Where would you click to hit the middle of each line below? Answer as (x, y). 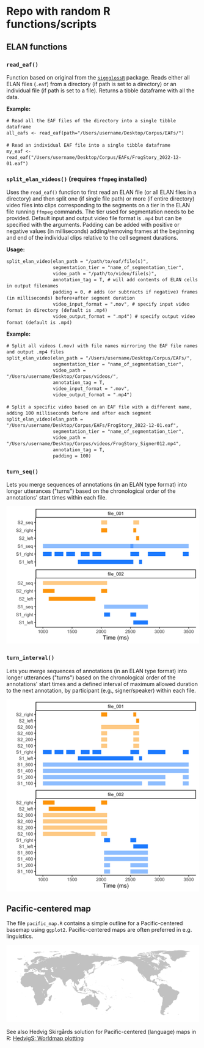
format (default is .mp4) (39, 323)
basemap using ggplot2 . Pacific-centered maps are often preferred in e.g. (99, 930)
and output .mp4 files (35, 352)
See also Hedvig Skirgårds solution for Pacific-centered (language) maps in (101, 1031)
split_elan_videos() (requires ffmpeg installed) (77, 179)
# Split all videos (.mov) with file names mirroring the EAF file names (102, 346)
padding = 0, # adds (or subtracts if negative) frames (126, 292)
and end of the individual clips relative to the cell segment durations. (92, 238)
